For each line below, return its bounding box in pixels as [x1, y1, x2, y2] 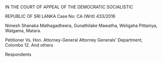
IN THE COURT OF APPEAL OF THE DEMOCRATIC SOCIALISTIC [5, 4, 133, 10]
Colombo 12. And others [5, 42, 53, 48]
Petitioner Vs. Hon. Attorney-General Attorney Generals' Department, [5, 37, 143, 43]
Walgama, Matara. [5, 28, 42, 33]
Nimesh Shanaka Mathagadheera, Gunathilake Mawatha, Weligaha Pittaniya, [5, 23, 158, 28]
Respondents [5, 51, 32, 57]
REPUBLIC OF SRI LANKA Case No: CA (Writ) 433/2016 [5, 13, 115, 19]
